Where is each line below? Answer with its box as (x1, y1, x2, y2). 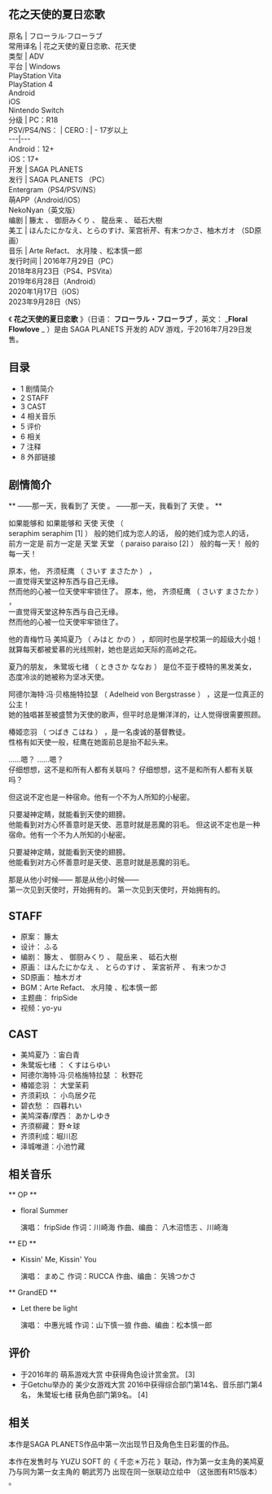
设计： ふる (20, 942, 59, 951)
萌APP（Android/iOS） (8, 195, 86, 204)
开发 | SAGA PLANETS (8, 164, 83, 174)
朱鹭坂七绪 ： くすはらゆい (20, 1060, 111, 1070)
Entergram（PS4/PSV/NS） (8, 184, 100, 194)
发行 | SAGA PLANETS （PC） (8, 174, 110, 184)
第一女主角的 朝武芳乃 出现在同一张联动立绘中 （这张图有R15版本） (36, 1466, 262, 1476)
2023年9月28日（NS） (8, 297, 86, 306)
